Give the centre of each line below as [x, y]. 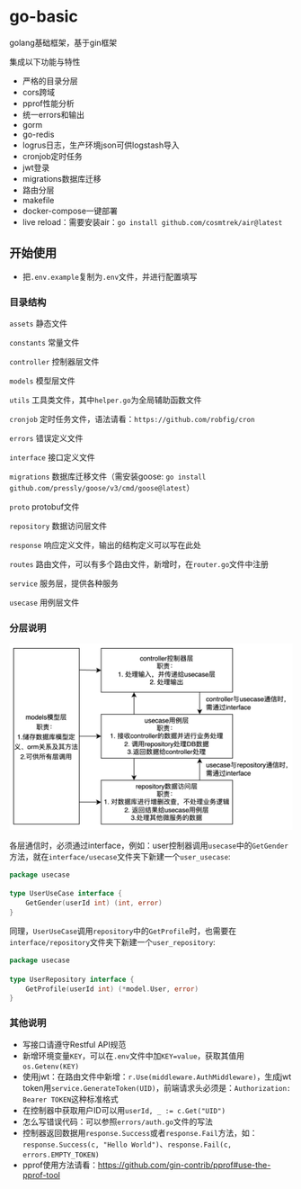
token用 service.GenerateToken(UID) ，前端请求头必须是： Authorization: [156, 1087]
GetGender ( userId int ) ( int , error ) [94, 903]
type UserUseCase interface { [66, 894]
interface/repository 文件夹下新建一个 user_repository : [112, 941]
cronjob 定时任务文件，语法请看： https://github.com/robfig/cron [132, 419]
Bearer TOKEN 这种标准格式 [70, 1099]
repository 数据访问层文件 [58, 526]
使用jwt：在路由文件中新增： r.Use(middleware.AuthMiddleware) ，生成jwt [157, 1076]
